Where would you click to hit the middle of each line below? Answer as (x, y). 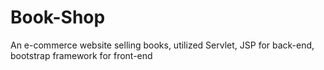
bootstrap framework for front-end (81, 55)
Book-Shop (58, 17)
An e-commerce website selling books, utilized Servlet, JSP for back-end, (162, 45)
